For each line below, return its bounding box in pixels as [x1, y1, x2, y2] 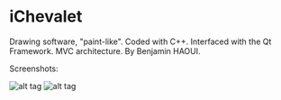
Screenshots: [9, 63, 59, 74]
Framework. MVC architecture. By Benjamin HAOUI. [9, 45, 201, 56]
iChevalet [9, 6, 83, 27]
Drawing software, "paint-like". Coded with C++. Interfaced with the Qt [9, 36, 272, 47]
